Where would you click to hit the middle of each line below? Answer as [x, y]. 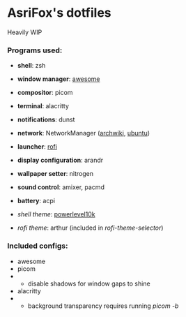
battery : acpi [36, 201]
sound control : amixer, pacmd [61, 187]
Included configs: [38, 246]
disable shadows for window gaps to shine [89, 283]
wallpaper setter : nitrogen [55, 174]
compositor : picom [45, 93]
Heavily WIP [25, 32]
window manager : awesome [59, 79]
